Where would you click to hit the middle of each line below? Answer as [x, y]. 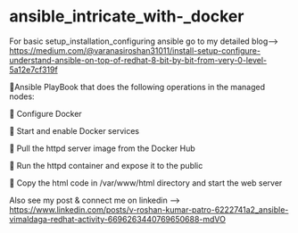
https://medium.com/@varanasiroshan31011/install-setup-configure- [135, 50]
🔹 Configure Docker [46, 113]
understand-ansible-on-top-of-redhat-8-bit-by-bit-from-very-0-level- [138, 60]
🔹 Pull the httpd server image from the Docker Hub [103, 148]
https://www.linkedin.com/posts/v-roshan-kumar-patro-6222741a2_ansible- [149, 209]
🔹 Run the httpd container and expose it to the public [106, 165]
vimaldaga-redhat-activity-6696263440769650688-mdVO [117, 219]
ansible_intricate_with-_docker [127, 17]
